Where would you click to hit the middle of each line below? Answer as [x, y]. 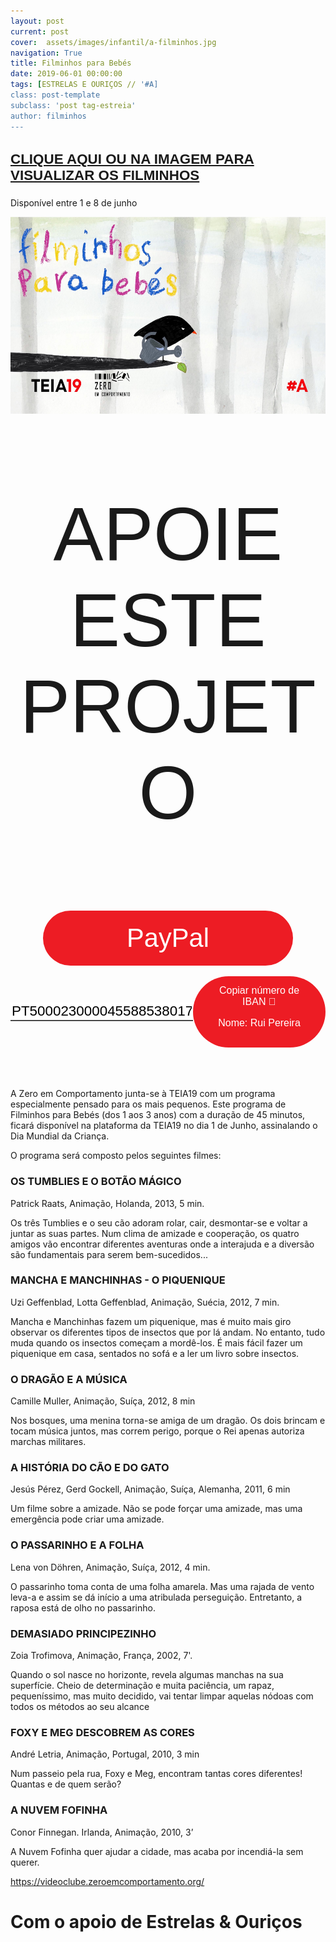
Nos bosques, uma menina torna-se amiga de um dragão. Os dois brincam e [168, 1421]
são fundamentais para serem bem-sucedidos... [109, 1254]
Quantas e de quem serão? [66, 1784]
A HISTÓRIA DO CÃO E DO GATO [90, 1468]
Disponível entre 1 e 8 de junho [74, 203]
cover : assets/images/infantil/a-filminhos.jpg [113, 42]
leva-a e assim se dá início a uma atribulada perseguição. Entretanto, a [156, 1597]
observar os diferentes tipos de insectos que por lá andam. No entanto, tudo [168, 1332]
